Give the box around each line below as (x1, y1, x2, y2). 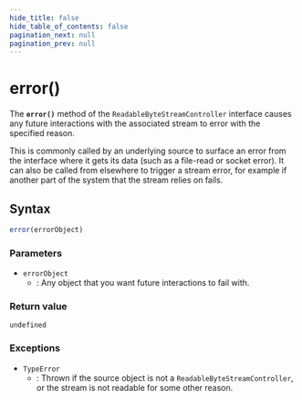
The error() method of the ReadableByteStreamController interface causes (9, 109, 292, 120)
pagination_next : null (9, 30, 96, 39)
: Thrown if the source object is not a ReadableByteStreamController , (36, 372, 294, 384)
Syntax (9, 201, 51, 216)
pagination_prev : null (9, 38, 96, 48)
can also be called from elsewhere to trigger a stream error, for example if (9, 165, 287, 176)
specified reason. (9, 128, 76, 139)
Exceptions (9, 342, 61, 354)
